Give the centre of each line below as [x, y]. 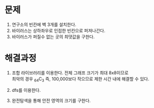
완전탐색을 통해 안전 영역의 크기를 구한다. [51, 100]
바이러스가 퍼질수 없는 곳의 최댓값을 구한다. [53, 37]
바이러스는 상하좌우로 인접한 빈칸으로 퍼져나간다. [58, 30]
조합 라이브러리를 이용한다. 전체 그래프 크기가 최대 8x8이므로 [70, 73]
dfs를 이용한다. [26, 90]
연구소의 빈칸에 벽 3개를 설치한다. [44, 24]
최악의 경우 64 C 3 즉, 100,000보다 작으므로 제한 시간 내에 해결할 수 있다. [80, 79]
